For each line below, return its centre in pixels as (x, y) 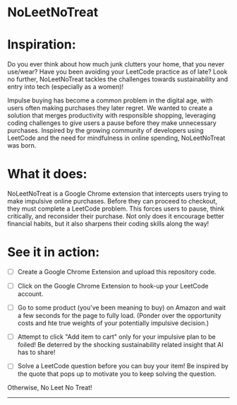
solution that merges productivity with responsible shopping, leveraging (112, 116)
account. (30, 294)
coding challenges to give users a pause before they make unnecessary (112, 123)
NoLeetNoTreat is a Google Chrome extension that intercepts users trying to (118, 194)
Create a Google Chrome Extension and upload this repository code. (117, 272)
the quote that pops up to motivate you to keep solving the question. (117, 374)
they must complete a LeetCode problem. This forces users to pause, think (116, 209)
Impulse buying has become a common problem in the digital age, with (110, 100)
